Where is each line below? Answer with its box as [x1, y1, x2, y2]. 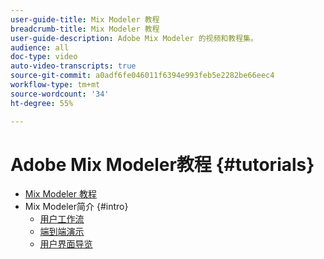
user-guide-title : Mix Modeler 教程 [10, 14, 160, 25]
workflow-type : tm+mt [10, 80, 101, 90]
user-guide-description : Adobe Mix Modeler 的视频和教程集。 [10, 33, 258, 43]
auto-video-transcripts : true [10, 61, 137, 71]
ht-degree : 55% [10, 98, 74, 108]
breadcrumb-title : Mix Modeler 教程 [10, 24, 160, 34]
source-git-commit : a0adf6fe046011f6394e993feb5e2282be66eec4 [10, 71, 275, 81]
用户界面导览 [39, 238, 93, 250]
